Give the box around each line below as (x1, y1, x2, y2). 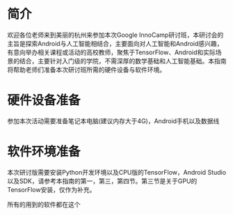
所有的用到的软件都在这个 (7, 200, 81, 209)
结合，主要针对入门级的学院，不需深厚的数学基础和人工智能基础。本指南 (19, 56, 227, 65)
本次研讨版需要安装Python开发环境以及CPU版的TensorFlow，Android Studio (7, 168, 227, 176)
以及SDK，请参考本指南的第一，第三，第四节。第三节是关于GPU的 (7, 177, 198, 185)
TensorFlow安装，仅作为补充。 (7, 185, 96, 193)
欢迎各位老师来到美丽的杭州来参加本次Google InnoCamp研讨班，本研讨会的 (7, 31, 224, 39)
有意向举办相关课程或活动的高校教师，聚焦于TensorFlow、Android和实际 (7, 48, 216, 56)
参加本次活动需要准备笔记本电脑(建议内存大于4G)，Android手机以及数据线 (7, 116, 220, 125)
